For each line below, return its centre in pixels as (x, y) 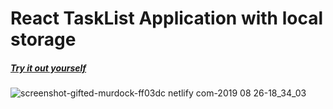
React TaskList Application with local (167, 18)
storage (43, 39)
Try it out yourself (48, 68)
